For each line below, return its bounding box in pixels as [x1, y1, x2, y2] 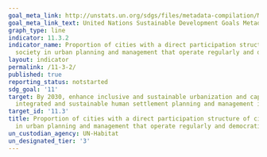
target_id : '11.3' [8, 108, 69, 116]
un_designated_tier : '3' [8, 136, 91, 145]
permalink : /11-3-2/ [8, 63, 77, 71]
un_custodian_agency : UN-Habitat [8, 129, 119, 137]
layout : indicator [8, 56, 69, 64]
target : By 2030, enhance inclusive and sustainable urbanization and [8, 93, 247, 101]
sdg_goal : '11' [8, 85, 59, 94]
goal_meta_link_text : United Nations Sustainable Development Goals [8, 19, 240, 27]
